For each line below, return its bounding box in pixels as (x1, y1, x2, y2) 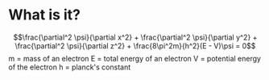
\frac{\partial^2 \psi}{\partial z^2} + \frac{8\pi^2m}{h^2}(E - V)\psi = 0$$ (14, 40, 256, 50)
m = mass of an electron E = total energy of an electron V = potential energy (8, 53, 262, 63)
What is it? (8, 6, 81, 24)
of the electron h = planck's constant (8, 62, 131, 72)
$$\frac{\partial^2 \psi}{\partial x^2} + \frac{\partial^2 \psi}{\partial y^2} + (13, 32, 258, 42)
